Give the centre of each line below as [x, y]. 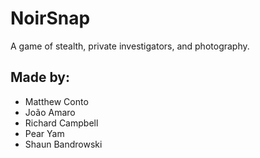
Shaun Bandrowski [63, 144]
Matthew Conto [56, 101]
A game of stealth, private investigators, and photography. [130, 46]
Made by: [40, 77]
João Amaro [50, 112]
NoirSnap [50, 18]
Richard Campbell [61, 123]
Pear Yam [44, 133]
